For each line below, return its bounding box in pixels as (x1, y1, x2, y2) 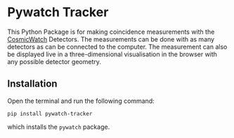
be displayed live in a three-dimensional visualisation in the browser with (7, 50, 218, 58)
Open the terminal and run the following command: (7, 96, 155, 105)
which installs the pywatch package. (7, 123, 110, 131)
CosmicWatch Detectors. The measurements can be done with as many (7, 34, 215, 43)
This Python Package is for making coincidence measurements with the (7, 27, 215, 36)
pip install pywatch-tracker (7, 110, 93, 117)
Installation (7, 78, 58, 90)
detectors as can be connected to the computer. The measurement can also (7, 42, 228, 51)
